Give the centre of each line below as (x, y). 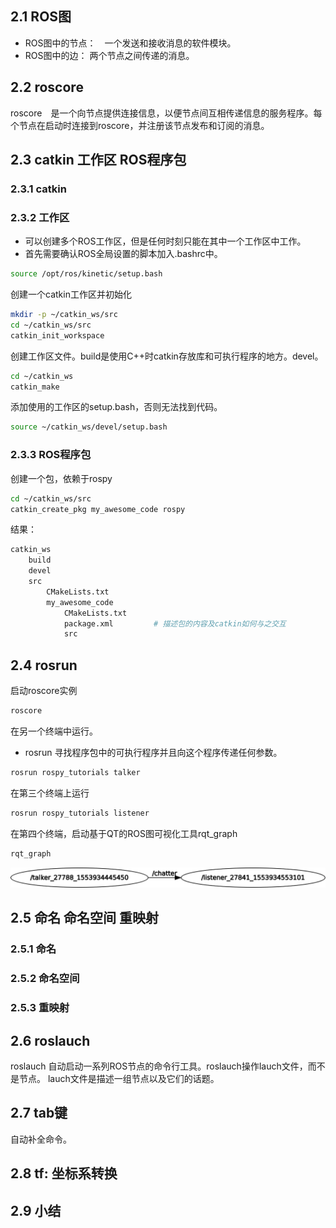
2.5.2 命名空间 (45, 979)
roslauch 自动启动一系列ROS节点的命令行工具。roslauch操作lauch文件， (159, 1066)
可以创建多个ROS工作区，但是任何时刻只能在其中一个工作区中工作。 (165, 241)
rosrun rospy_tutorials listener (80, 813)
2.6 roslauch (50, 1040)
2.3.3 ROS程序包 (51, 455)
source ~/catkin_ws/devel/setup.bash (89, 427)
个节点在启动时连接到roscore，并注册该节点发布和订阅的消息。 (140, 125)
